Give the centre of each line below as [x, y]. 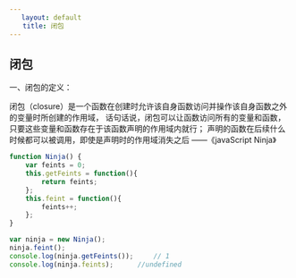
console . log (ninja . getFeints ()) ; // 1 [89, 256]
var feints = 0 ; [56, 165]
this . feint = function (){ [74, 198]
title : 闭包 [43, 26]
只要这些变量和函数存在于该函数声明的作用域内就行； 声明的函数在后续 [140, 129]
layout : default [51, 17]
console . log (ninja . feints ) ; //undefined [95, 265]
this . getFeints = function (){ [82, 174]
